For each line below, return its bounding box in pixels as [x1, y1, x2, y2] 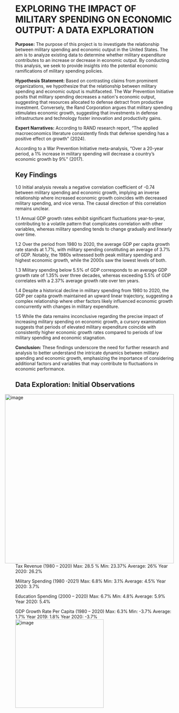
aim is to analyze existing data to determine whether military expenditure [15, 51, 166, 58]
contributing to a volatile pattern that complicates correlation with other [15, 220, 163, 227]
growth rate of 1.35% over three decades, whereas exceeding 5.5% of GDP [15, 272, 171, 278]
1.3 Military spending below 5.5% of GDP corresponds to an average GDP [15, 267, 167, 273]
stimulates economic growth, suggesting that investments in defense [15, 109, 158, 116]
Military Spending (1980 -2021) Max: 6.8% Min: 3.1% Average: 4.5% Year [15, 578, 166, 584]
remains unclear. [15, 205, 50, 212]
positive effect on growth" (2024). [15, 136, 86, 142]
